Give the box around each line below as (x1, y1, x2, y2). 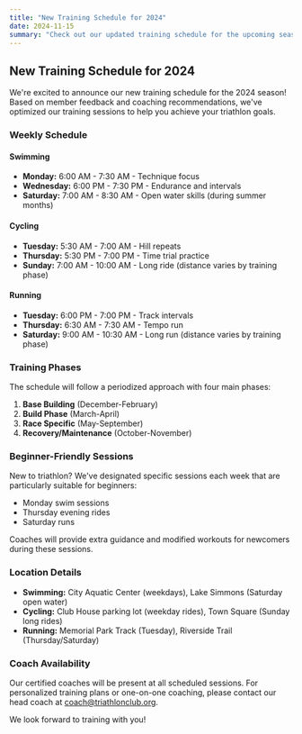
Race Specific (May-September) (22, 418, 144, 429)
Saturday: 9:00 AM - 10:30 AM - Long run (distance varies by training (22, 329, 281, 340)
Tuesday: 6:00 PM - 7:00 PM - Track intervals (22, 310, 194, 321)
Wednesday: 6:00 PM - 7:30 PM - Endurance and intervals (22, 181, 242, 192)
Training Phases (9, 361, 82, 374)
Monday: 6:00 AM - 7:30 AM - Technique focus (22, 171, 200, 182)
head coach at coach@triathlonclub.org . (9, 696, 159, 707)
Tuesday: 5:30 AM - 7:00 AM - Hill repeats (22, 240, 182, 251)
